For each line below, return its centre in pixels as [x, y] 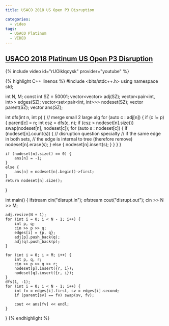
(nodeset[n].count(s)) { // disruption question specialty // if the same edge [83, 133]
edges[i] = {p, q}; [35, 232]
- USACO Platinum [28, 34]
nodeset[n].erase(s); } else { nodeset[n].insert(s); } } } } [63, 144]
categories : [18, 19]
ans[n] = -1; [28, 158]
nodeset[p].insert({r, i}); [44, 268]
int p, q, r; [28, 259]
